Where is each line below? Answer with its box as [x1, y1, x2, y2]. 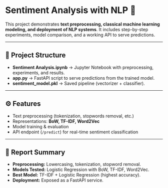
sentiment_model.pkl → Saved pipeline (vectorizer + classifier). [12, 80, 145, 86]
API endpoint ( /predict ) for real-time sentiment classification [12, 129, 138, 135]
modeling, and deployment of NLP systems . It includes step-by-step [5, 26, 148, 32]
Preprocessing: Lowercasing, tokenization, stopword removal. [12, 161, 141, 167]
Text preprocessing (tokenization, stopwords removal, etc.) [12, 113, 134, 119]
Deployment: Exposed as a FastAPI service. [12, 177, 103, 183]
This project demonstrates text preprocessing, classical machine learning [5, 21, 160, 27]
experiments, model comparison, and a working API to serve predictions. [5, 32, 155, 38]
